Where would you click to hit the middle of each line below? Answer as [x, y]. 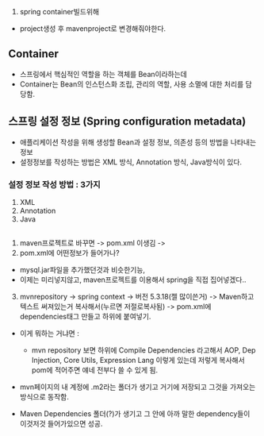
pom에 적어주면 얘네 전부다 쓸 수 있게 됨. [95, 370]
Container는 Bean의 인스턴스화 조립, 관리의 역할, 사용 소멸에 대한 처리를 [132, 84]
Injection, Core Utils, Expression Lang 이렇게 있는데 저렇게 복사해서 [138, 361]
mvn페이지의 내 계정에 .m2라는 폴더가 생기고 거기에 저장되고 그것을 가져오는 [138, 387]
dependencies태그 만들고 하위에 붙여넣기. [85, 317]
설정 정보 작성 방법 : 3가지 [54, 184]
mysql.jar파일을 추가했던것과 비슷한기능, [82, 270]
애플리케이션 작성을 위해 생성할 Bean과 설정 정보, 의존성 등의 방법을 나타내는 [138, 142]
